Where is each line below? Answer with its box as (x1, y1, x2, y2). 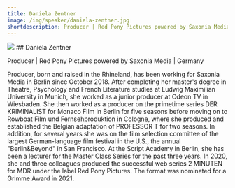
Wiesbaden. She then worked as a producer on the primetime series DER (7, 100, 218, 108)
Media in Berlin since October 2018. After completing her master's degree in (7, 78, 227, 86)
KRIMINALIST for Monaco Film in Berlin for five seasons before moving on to (7, 108, 228, 116)
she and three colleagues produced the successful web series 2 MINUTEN (7, 159, 222, 168)
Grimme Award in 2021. (7, 174, 75, 182)
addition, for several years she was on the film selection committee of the (7, 130, 219, 138)
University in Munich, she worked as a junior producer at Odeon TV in (7, 92, 208, 101)
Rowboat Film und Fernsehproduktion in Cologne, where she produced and (7, 115, 224, 123)
